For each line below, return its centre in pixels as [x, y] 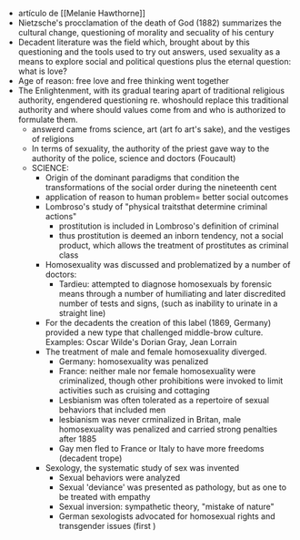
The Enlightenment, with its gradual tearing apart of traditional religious [151, 91]
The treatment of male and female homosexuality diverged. [156, 352]
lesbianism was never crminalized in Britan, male [150, 419]
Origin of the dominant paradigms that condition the [142, 178]
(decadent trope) [90, 458]
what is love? [43, 71]
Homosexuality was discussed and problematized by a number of [168, 265]
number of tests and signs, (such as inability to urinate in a [168, 303]
